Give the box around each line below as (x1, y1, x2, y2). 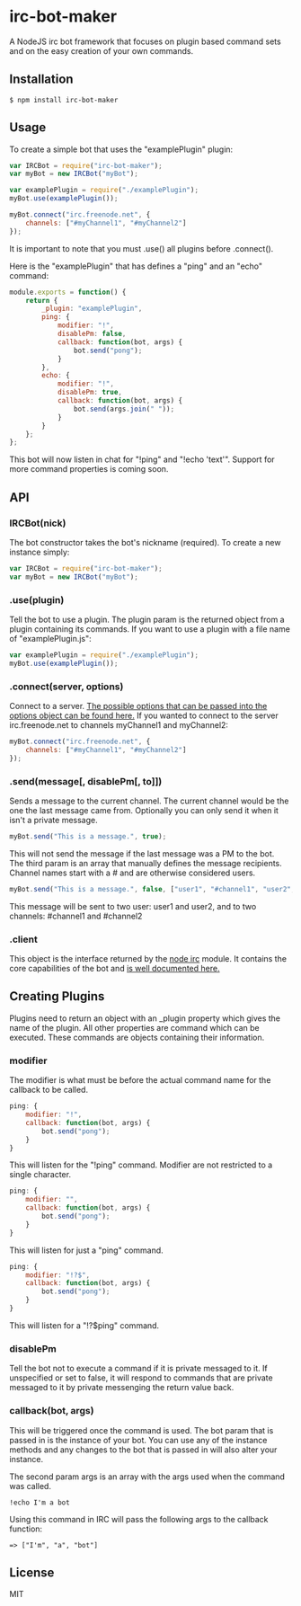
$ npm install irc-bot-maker (9, 95, 119, 104)
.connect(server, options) (9, 680, 124, 693)
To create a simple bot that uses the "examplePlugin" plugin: (9, 144, 234, 155)
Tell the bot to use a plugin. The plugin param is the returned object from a (9, 614, 285, 626)
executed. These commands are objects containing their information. (9, 1032, 265, 1043)
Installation (9, 72, 74, 87)
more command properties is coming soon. (9, 464, 169, 475)
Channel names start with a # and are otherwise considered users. (9, 867, 256, 878)
